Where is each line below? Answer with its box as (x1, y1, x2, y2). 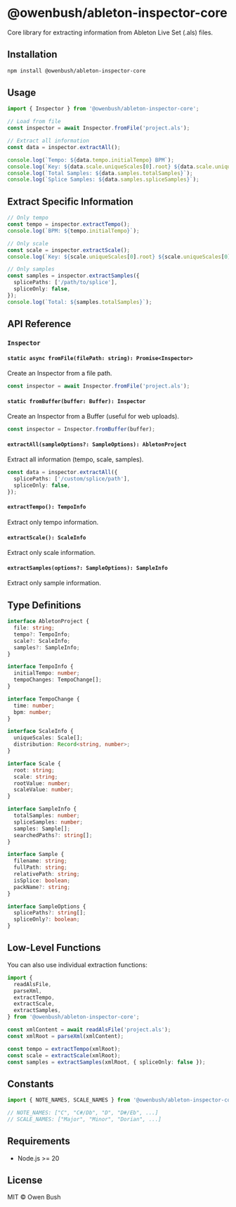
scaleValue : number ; (13, 786, 74, 793)
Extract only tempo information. (7, 518, 99, 526)
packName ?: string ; (13, 883, 71, 890)
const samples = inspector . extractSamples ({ (7, 272, 140, 279)
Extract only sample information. (7, 579, 102, 587)
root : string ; (13, 767, 55, 774)
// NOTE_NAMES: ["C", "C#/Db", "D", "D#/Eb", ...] (7, 1109, 159, 1116)
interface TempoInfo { (7, 663, 74, 670)
